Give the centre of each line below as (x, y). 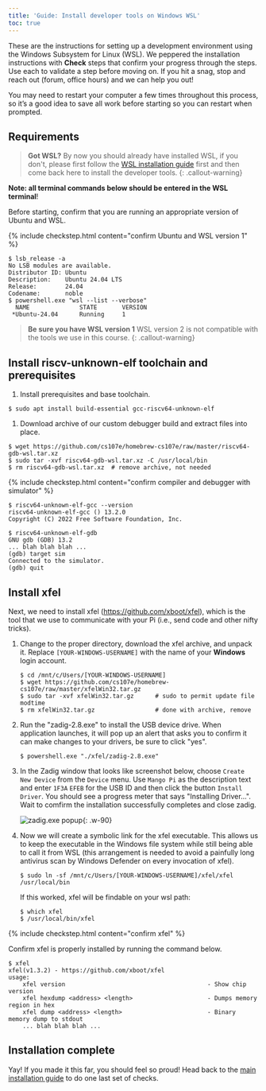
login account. (43, 660)
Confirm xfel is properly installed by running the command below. (115, 949)
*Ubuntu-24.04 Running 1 (69, 315)
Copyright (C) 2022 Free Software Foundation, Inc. (95, 519)
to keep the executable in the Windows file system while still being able (136, 844)
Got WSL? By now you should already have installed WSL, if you (133, 156)
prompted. (25, 111)
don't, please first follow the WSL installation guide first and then (133, 165)
